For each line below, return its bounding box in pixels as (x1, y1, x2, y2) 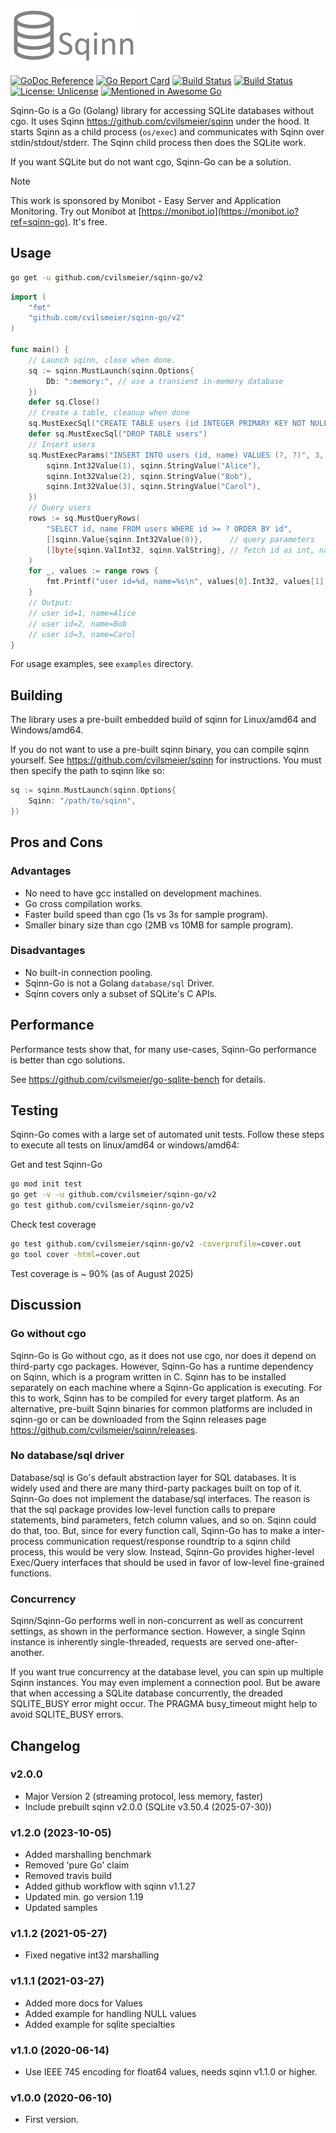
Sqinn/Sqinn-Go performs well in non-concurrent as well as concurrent (10, 1615, 304, 1627)
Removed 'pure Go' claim (24, 1859, 130, 1871)
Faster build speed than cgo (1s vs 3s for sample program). (24, 908, 268, 920)
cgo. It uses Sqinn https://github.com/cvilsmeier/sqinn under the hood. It (10, 115, 310, 127)
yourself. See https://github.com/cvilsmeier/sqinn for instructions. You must (10, 754, 322, 766)
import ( (10, 292, 47, 302)
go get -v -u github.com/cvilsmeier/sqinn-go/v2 (10, 1190, 217, 1200)
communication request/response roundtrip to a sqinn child (45, 1535, 291, 1547)
